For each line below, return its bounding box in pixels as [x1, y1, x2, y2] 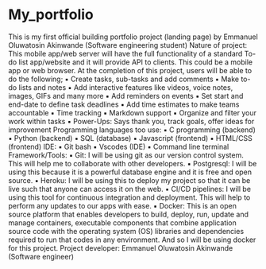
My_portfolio [8, 6, 94, 24]
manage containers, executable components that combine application [8, 217, 237, 228]
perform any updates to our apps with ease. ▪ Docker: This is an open [8, 201, 237, 210]
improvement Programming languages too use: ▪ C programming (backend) [8, 125, 256, 134]
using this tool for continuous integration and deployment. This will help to [8, 193, 251, 202]
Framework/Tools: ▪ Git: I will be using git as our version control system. [8, 150, 244, 160]
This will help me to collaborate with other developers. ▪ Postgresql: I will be [8, 158, 257, 168]
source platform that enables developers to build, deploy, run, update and [8, 209, 249, 219]
